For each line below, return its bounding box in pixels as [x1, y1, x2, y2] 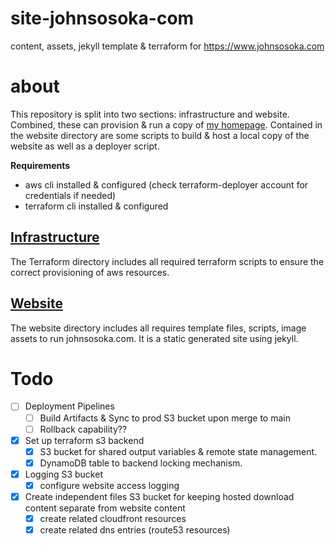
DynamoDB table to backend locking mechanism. [39, 457, 243, 469]
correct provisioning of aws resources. [10, 266, 170, 278]
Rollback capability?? [39, 423, 128, 435]
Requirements [10, 159, 71, 171]
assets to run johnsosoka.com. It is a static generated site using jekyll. [10, 332, 299, 344]
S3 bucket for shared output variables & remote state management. [39, 445, 318, 457]
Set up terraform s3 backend [24, 434, 145, 446]
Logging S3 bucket [24, 468, 103, 480]
